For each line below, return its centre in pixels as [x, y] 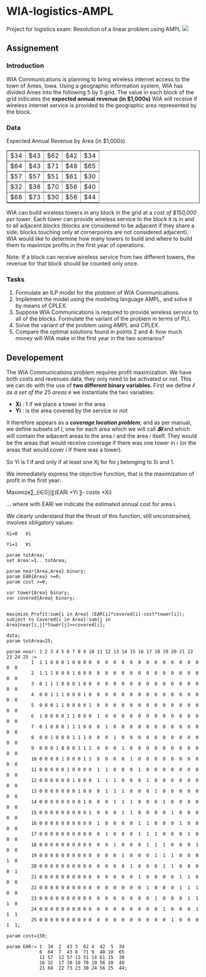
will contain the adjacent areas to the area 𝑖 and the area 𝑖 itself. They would [102, 436]
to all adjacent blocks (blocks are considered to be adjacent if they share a [101, 226]
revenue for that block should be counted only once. [73, 263]
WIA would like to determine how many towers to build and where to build [99, 238]
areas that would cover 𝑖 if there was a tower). [64, 450]
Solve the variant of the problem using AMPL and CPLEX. [87, 325]
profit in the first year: [34, 481]
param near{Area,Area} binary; [46, 571]
